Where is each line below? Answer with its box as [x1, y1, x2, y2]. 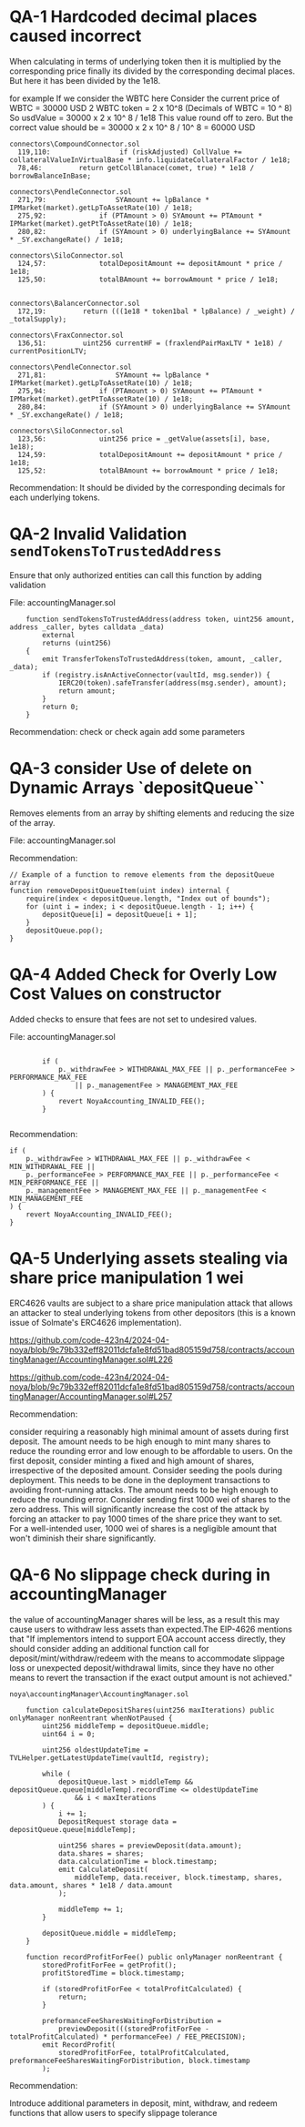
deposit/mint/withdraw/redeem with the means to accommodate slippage [9, 1653, 285, 1664]
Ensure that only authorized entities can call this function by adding [9, 569, 262, 580]
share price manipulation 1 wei [9, 1267, 244, 1287]
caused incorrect [9, 25, 142, 46]
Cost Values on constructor [9, 983, 222, 1003]
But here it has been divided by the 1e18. [9, 75, 161, 86]
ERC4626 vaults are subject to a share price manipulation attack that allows [9, 1298, 293, 1308]
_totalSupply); [9, 314, 67, 324]
